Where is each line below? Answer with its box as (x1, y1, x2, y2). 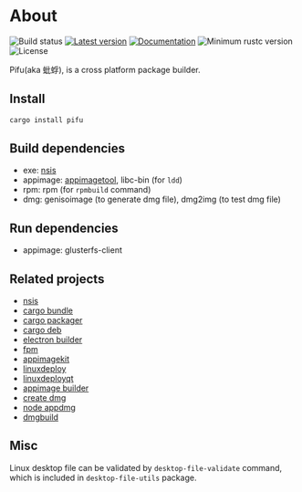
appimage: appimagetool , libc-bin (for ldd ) (22, 174, 182, 185)
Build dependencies (9, 141, 126, 156)
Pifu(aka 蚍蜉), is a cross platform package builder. (9, 64, 201, 75)
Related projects (9, 271, 105, 287)
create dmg (22, 393, 67, 403)
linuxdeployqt (22, 373, 75, 384)
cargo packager (22, 315, 83, 326)
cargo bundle (22, 305, 73, 316)
